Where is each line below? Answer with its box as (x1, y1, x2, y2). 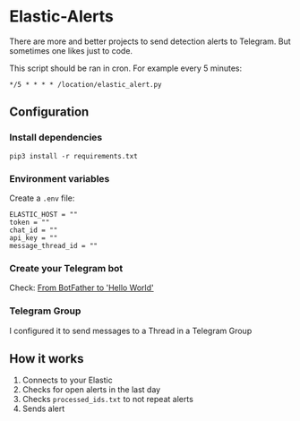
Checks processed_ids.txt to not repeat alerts (21, 394, 194, 405)
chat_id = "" (9, 226, 58, 235)
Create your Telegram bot (9, 262, 124, 274)
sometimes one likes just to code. (9, 45, 133, 56)
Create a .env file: (9, 193, 75, 203)
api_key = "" (9, 233, 58, 243)
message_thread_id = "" (9, 241, 99, 250)
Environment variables (9, 172, 110, 185)
